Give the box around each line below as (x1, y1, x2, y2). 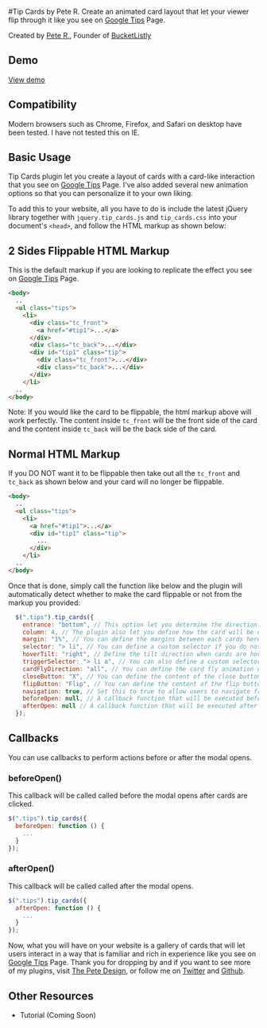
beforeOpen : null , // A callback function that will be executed (22, 695, 244, 703)
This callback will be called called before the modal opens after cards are (8, 791, 248, 800)
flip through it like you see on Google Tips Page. (8, 15, 165, 25)
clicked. (8, 799, 34, 809)
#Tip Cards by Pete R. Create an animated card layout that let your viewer (8, 7, 250, 16)
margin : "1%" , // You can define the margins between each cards (22, 635, 244, 644)
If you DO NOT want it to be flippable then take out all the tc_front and (8, 469, 241, 478)
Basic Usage (8, 151, 72, 164)
